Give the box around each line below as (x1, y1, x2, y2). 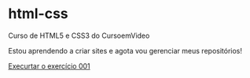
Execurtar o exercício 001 (8, 61, 90, 71)
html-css (8, 5, 68, 23)
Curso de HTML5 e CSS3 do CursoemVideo (8, 31, 150, 40)
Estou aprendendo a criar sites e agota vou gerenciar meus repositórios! (8, 46, 242, 55)
